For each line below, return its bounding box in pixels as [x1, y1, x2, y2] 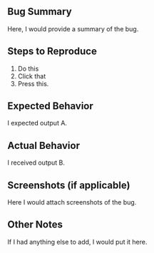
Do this [17, 64, 39, 73]
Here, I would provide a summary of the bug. [7, 24, 139, 33]
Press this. [17, 79, 49, 88]
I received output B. [7, 158, 66, 167]
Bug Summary [7, 6, 73, 18]
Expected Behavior [7, 100, 94, 113]
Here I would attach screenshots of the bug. [7, 198, 137, 207]
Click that [17, 71, 46, 81]
